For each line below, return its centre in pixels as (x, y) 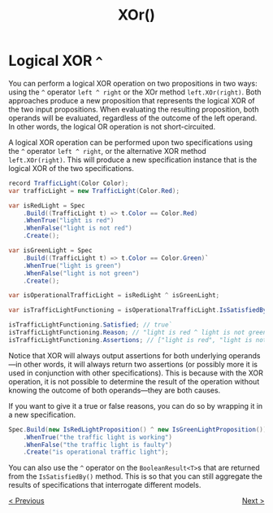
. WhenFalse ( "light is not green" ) (81, 273)
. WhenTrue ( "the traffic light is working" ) (98, 437)
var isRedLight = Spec (47, 205)
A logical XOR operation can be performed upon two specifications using (131, 142)
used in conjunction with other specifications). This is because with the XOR (136, 373)
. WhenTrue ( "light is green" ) (72, 265)
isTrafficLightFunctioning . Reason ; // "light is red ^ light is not (127, 333)
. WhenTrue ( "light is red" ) (69, 221)
